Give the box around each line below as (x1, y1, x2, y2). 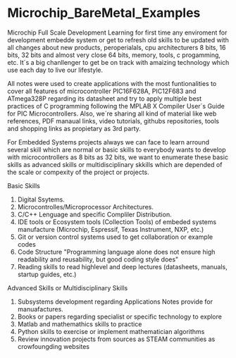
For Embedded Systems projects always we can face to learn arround (7, 137, 210, 146)
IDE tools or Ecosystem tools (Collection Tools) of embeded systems (17, 217, 217, 226)
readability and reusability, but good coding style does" (17, 255, 179, 264)
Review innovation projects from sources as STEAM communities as (17, 335, 216, 343)
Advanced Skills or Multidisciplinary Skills (7, 283, 128, 292)
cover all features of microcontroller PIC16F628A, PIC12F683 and (7, 87, 197, 95)
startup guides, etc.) (17, 270, 77, 278)
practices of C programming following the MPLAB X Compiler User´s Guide (7, 101, 225, 110)
